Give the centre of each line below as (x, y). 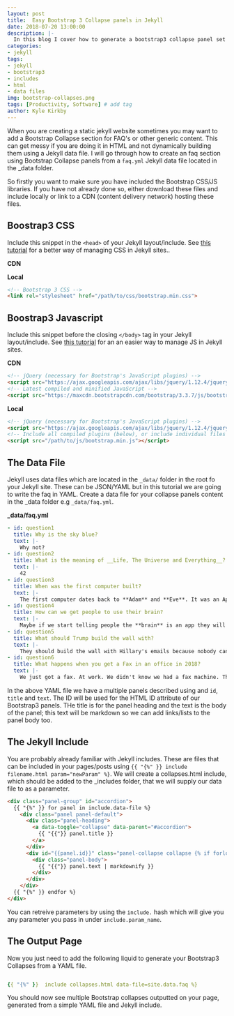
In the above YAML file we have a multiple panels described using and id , (112, 690)
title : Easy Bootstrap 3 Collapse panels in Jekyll (85, 20)
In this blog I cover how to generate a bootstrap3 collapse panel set (120, 40)
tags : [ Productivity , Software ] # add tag (70, 105)
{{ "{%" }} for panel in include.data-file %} (82, 808)
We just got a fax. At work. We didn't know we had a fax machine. (119, 678)
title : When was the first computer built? (77, 586)
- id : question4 (31, 606)
